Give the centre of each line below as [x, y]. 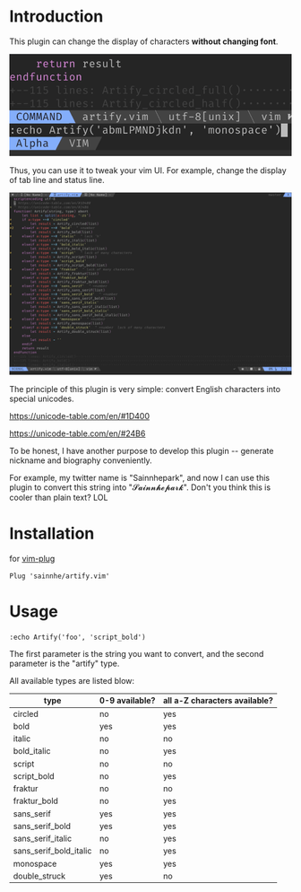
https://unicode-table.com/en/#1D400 [80, 415]
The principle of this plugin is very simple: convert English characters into [145, 389]
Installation [52, 533]
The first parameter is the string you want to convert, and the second [137, 653]
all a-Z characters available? [218, 701]
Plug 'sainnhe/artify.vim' [60, 576]
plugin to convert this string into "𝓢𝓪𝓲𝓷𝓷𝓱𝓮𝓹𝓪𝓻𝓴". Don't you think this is [140, 487]
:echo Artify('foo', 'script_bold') [77, 637]
